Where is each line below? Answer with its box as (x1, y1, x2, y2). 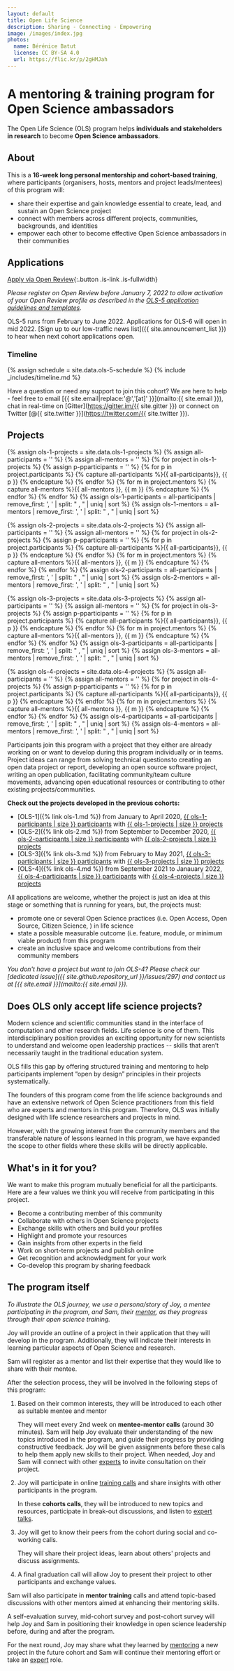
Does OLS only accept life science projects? (7, 1000, 203, 1012)
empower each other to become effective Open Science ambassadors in (17, 229, 227, 237)
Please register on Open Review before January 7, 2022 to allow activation (7, 289, 224, 297)
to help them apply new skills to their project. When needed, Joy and (17, 1449, 215, 1459)
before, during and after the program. (7, 1627, 115, 1635)
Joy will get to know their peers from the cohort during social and (17, 1528, 206, 1536)
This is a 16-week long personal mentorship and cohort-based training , (7, 170, 218, 179)
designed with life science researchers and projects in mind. (7, 1113, 181, 1122)
